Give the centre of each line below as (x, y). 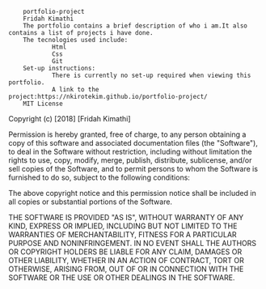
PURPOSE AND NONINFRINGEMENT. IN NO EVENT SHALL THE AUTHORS (133, 243)
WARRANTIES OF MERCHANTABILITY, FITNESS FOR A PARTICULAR (122, 234)
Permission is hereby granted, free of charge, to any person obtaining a (127, 134)
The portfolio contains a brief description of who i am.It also (135, 26)
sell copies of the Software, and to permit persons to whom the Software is (133, 169)
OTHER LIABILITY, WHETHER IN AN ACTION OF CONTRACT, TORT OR (126, 260)
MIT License (43, 104)
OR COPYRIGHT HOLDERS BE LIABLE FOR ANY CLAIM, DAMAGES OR (125, 252)
